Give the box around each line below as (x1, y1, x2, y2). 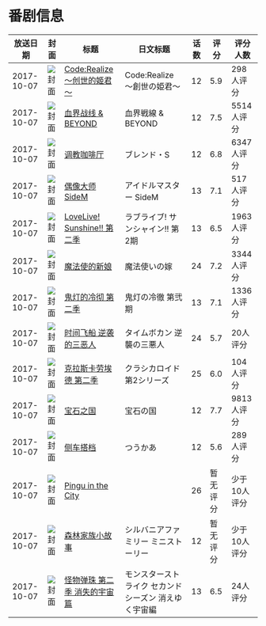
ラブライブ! (124, 211, 168, 222)
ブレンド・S (124, 149, 170, 160)
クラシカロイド (124, 362, 180, 374)
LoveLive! (64, 211, 101, 222)
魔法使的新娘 (64, 260, 112, 271)
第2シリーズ (124, 374, 170, 385)
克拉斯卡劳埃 (64, 362, 112, 374)
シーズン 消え (124, 592, 174, 603)
